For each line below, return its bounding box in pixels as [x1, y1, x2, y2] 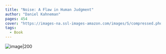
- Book [9, 30, 23, 35]
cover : [5, 21, 19, 26]
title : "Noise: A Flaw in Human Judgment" [5, 7, 94, 12]
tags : [5, 26, 16, 30]
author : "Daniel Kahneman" [5, 12, 61, 17]
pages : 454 [5, 16, 28, 21]
